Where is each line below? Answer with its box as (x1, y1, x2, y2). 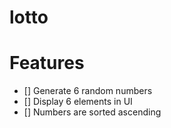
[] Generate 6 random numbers (23, 85, 153, 97)
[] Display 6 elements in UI (23, 96, 133, 108)
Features (9, 52, 85, 75)
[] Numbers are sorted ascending (23, 106, 162, 118)
